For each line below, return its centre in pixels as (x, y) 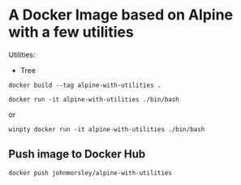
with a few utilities (71, 32)
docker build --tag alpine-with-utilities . (85, 85)
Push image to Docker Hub (77, 155)
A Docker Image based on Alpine (121, 15)
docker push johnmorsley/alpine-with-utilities (90, 173)
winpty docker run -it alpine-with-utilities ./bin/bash (107, 129)
